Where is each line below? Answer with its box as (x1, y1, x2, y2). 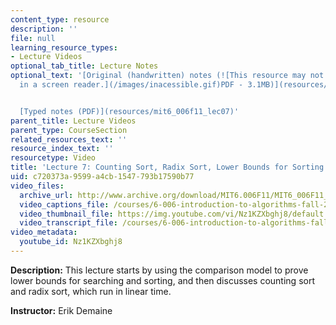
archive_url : (19, 190, 74, 200)
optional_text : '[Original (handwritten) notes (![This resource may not (10, 71, 325, 81)
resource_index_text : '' (10, 144, 114, 154)
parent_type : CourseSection (10, 125, 128, 135)
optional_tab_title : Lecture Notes (10, 61, 159, 71)
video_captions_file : (19, 199, 110, 210)
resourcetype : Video (10, 153, 97, 163)
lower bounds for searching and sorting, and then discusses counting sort (10, 274, 315, 286)
